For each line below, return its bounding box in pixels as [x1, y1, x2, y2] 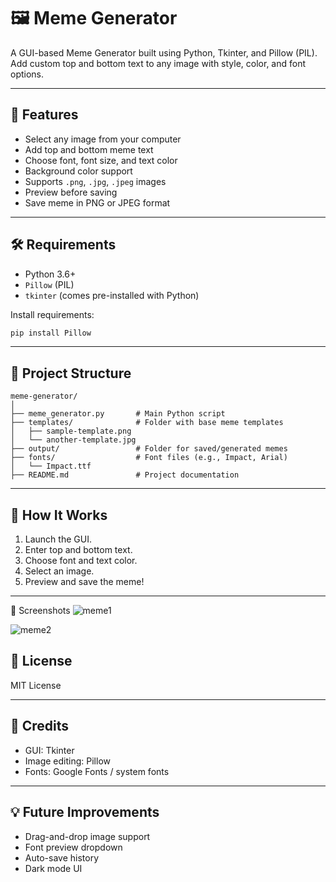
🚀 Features [10, 106, 79, 124]
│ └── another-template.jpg [10, 435, 137, 445]
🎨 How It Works [10, 506, 108, 524]
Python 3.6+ [24, 268, 77, 280]
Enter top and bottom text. [24, 544, 133, 556]
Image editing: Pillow [24, 755, 112, 767]
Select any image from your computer [24, 133, 182, 145]
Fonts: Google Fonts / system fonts [24, 765, 170, 777]
